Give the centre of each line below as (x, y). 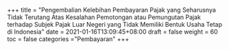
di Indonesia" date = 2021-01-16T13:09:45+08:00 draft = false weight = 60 (112, 32)
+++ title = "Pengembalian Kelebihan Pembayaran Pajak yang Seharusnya (111, 10)
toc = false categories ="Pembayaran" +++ (68, 39)
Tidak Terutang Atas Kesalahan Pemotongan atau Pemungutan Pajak (104, 17)
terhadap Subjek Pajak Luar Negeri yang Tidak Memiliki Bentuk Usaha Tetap (115, 24)
